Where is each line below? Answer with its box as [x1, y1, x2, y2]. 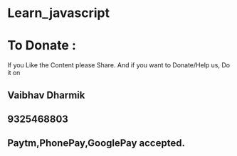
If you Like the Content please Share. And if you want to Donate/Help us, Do [7, 61, 230, 69]
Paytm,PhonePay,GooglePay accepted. [7, 137, 185, 150]
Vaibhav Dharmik [7, 89, 85, 101]
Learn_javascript [7, 5, 110, 21]
